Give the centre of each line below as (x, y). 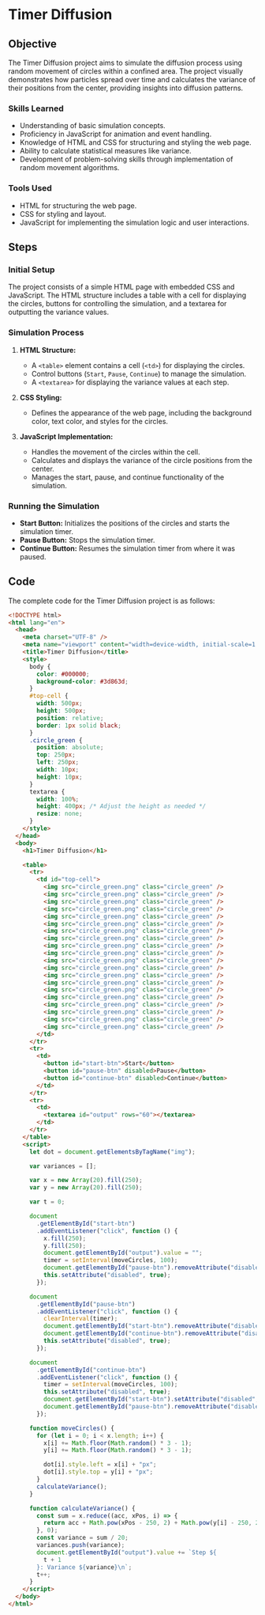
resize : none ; (60, 814)
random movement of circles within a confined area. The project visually (126, 71)
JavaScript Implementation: (66, 436)
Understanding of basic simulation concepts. (92, 126)
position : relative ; (70, 718)
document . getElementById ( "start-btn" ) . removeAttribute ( (137, 1326)
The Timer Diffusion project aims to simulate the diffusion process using (125, 63)
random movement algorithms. (69, 168)
